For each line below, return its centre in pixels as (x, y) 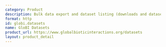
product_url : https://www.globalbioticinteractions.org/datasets (74, 32)
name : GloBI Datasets (27, 28)
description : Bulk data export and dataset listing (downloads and (76, 14)
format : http (19, 19)
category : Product (24, 10)
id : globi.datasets (25, 23)
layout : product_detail (30, 37)
